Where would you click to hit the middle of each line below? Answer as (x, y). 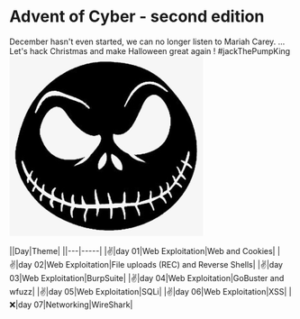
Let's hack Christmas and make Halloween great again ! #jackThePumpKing (150, 50)
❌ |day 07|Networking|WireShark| (71, 305)
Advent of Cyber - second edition (137, 17)
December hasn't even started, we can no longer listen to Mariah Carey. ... (147, 41)
